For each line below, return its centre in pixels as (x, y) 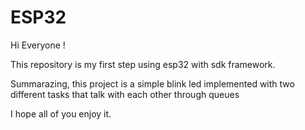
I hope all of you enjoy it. (61, 113)
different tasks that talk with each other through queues (125, 94)
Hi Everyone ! (38, 45)
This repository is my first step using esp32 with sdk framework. (143, 64)
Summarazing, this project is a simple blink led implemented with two (152, 83)
